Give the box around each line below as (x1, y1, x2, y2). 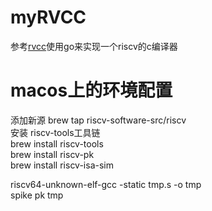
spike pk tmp (10, 189, 64, 201)
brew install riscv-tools (10, 137, 104, 150)
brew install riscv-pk (10, 148, 95, 160)
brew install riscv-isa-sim (10, 159, 114, 171)
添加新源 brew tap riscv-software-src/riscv (10, 114, 187, 126)
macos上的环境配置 (10, 79, 173, 102)
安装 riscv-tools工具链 (10, 126, 101, 138)
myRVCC (10, 6, 87, 29)
